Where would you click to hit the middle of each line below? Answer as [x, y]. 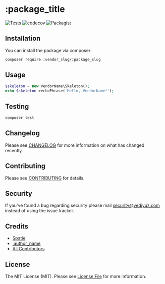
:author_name [26, 243]
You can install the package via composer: [48, 50]
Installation [23, 38]
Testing [17, 106]
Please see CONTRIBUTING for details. [45, 178]
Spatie [19, 238]
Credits [17, 226]
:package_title [35, 9]
